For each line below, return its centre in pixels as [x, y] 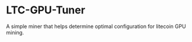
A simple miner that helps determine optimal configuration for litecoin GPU [96, 26]
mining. [15, 32]
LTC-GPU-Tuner [46, 10]
